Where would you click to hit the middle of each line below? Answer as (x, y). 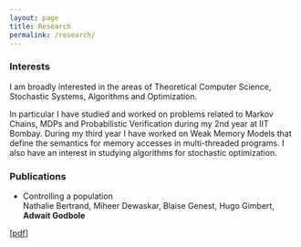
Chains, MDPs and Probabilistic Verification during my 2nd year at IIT (139, 123)
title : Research (40, 26)
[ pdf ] (19, 232)
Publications (38, 176)
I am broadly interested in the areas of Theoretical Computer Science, (140, 87)
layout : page (34, 18)
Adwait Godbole (54, 215)
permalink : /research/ (52, 35)
